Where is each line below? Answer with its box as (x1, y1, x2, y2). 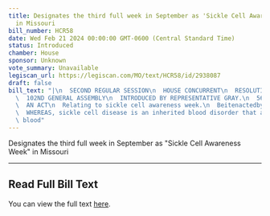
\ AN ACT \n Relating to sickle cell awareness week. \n (15, 101, 211, 109)
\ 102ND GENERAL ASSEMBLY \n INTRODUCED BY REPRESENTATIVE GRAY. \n (15, 94, 250, 102)
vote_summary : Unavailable (8, 64, 99, 72)
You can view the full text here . (8, 198, 111, 209)
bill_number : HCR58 (8, 26, 74, 35)
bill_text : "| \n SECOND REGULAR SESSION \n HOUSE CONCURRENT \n (8, 86, 228, 95)
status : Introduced (8, 42, 74, 50)
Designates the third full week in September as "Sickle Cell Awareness (8, 138, 241, 148)
